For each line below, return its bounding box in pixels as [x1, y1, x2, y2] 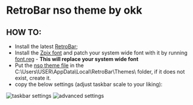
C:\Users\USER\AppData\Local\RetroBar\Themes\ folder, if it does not [14, 68, 185, 75]
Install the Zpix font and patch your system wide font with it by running [14, 49, 188, 56]
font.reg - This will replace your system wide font [14, 56, 138, 62]
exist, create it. [14, 75, 52, 81]
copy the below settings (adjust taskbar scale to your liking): [14, 81, 163, 88]
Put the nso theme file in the [14, 62, 84, 69]
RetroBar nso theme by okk [6, 4, 143, 17]
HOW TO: [6, 27, 42, 37]
